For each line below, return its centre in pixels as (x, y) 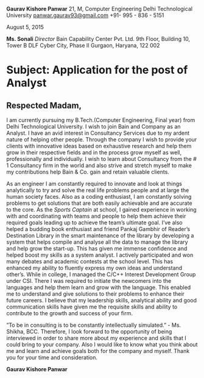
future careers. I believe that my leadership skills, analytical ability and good (101, 300)
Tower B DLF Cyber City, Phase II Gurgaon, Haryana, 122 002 (83, 45)
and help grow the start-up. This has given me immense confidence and (97, 248)
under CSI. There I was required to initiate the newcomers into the (89, 281)
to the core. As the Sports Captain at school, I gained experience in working (101, 209)
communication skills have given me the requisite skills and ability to (92, 307)
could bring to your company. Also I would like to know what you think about (102, 344)
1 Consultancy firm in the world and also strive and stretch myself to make (99, 165)
